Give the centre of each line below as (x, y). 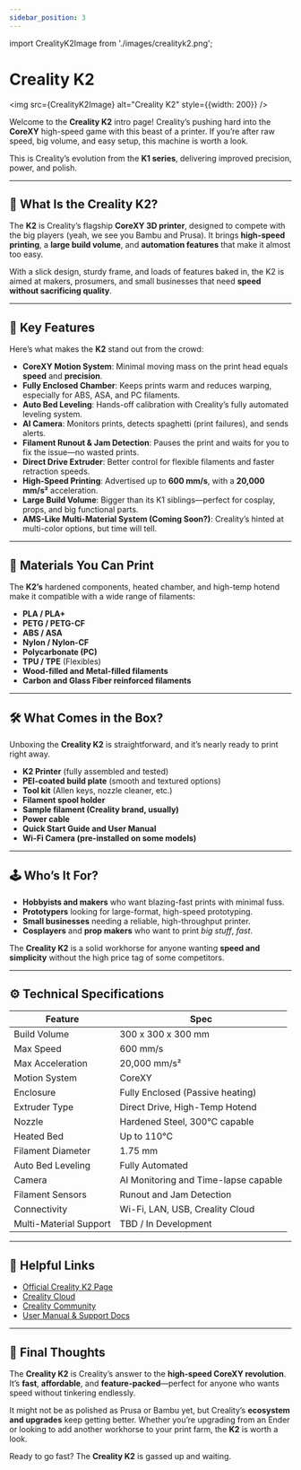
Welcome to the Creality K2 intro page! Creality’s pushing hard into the (140, 121)
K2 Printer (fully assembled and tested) (95, 771)
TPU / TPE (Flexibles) (61, 661)
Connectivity (41, 1210)
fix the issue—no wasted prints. (81, 452)
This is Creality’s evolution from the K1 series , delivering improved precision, (150, 158)
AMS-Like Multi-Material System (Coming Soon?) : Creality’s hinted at (153, 519)
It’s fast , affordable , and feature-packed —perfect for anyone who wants (144, 1384)
